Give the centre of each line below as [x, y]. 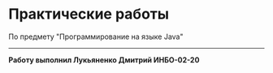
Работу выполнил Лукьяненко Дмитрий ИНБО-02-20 [104, 60]
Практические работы [89, 14]
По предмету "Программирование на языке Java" [96, 36]
